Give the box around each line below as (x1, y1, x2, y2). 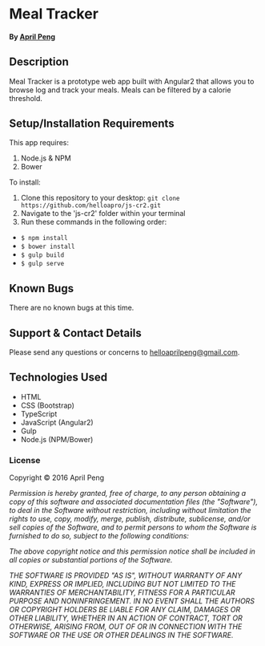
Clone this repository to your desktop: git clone (20, 193, 180, 203)
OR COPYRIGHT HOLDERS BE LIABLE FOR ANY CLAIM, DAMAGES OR (9, 605, 241, 615)
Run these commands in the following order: (20, 217, 167, 227)
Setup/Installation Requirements (9, 116, 175, 130)
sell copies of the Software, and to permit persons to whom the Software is (9, 522, 257, 532)
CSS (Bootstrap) (20, 400, 75, 410)
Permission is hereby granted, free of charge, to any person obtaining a (9, 489, 247, 498)
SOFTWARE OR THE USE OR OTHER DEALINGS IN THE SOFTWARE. (9, 631, 234, 640)
